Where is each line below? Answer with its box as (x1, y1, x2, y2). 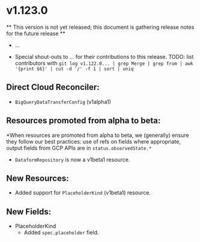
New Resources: (6, 173, 69, 183)
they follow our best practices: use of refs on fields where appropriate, (6, 138, 181, 145)
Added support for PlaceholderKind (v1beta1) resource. (14, 189, 151, 196)
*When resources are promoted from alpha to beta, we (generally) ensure (6, 132, 189, 139)
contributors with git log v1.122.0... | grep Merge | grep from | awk (14, 59, 193, 67)
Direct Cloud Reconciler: (6, 82, 100, 92)
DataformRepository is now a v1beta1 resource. (14, 156, 130, 163)
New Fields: (6, 207, 52, 217)
